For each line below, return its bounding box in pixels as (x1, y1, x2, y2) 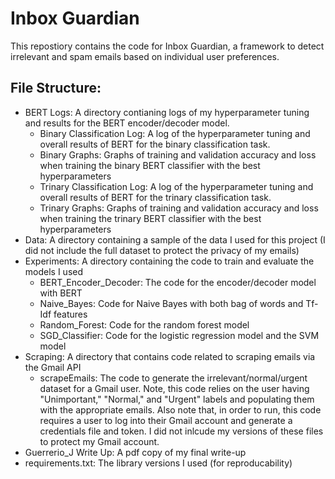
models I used (24, 265, 84, 277)
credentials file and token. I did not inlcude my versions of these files (39, 425, 324, 437)
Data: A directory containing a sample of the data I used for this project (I (24, 233, 326, 246)
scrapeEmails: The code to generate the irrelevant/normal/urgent (39, 372, 308, 384)
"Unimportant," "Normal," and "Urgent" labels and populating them (39, 393, 315, 405)
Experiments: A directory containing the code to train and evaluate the (24, 255, 315, 267)
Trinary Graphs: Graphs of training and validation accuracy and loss (39, 202, 319, 214)
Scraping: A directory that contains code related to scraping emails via (24, 350, 316, 362)
